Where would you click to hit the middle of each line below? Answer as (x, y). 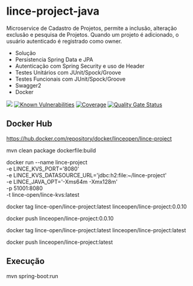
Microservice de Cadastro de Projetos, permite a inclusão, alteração (92, 28)
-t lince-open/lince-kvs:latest (43, 194)
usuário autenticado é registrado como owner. (64, 41)
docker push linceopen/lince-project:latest (60, 242)
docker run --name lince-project (47, 162)
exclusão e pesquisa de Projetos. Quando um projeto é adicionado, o (93, 34)
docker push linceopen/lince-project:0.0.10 (60, 218)
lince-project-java (53, 11)
